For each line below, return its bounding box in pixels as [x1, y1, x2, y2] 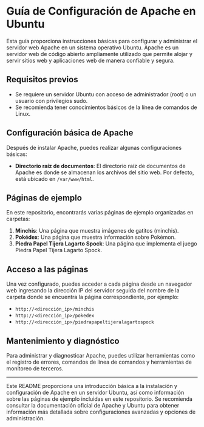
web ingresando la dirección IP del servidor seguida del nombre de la [6, 287, 180, 294]
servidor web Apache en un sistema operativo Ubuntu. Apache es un [6, 44, 179, 51]
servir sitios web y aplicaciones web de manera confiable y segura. [6, 57, 175, 64]
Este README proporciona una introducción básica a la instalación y [6, 383, 178, 389]
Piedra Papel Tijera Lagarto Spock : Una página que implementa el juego [15, 240, 197, 247]
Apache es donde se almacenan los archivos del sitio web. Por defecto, [15, 169, 194, 176]
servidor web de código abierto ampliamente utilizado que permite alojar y [6, 50, 192, 57]
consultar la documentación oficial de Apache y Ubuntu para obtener [6, 402, 180, 409]
